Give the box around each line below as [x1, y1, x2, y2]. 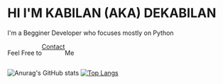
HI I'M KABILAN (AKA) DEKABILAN [7, 5, 217, 21]
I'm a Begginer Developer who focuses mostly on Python [7, 28, 174, 37]
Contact [41, 42, 65, 51]
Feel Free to [7, 48, 43, 57]
